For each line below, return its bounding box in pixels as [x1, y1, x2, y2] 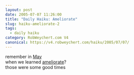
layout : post [5, 7, 33, 12]
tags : [5, 26, 17, 31]
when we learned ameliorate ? [5, 58, 66, 65]
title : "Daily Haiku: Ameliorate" [5, 16, 78, 21]
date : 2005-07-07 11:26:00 [5, 12, 62, 17]
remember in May [5, 53, 42, 59]
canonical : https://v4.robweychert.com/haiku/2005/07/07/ [5, 40, 129, 45]
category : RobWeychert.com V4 [5, 35, 69, 40]
